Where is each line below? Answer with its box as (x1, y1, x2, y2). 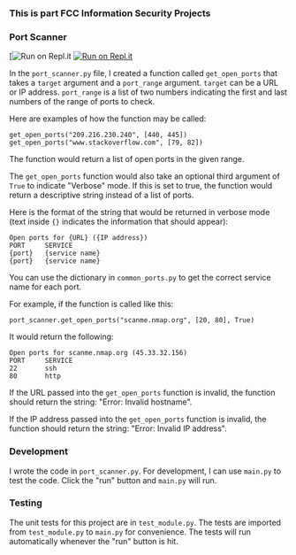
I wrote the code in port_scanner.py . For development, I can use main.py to (9, 466, 281, 476)
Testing (9, 497, 42, 509)
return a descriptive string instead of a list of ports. (9, 189, 194, 201)
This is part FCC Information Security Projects (9, 7, 211, 19)
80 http (9, 372, 62, 381)
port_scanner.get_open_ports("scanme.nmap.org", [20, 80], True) (9, 316, 254, 325)
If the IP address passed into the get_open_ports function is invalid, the (9, 414, 267, 425)
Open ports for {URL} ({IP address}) (9, 234, 148, 243)
